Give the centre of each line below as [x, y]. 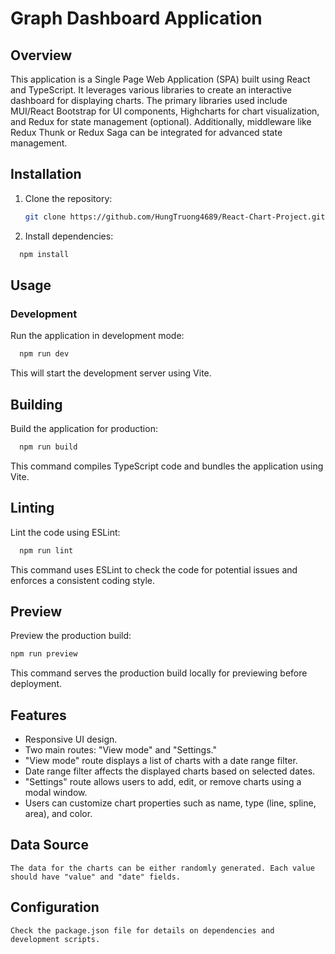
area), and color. [58, 813]
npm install [44, 254]
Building [36, 404]
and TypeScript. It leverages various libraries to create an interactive [151, 90]
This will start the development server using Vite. [111, 373]
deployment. [36, 684]
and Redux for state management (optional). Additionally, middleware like [161, 121]
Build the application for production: [84, 428]
